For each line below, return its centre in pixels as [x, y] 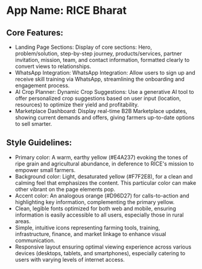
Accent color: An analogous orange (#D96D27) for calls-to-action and [102, 196]
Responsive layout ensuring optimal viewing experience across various [103, 247]
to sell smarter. [33, 124]
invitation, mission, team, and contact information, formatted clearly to [102, 60]
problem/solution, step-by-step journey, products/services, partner [98, 54]
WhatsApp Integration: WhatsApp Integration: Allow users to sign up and [105, 73]
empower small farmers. [45, 170]
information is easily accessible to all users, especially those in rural [99, 215]
